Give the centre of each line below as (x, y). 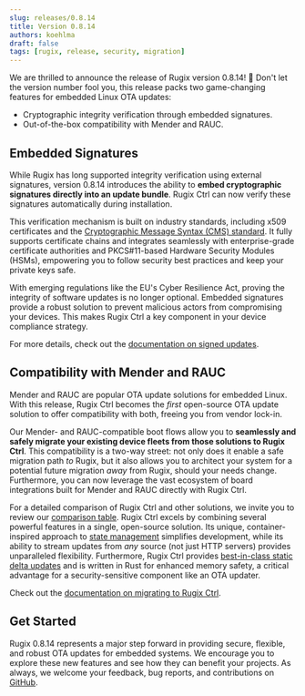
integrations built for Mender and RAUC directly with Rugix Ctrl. (128, 489)
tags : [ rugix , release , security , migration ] (97, 52)
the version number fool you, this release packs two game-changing (137, 87)
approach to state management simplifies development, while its (163, 536)
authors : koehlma (42, 35)
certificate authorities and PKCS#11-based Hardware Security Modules (142, 251)
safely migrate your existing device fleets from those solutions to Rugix (147, 441)
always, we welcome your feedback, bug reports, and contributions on (142, 672)
